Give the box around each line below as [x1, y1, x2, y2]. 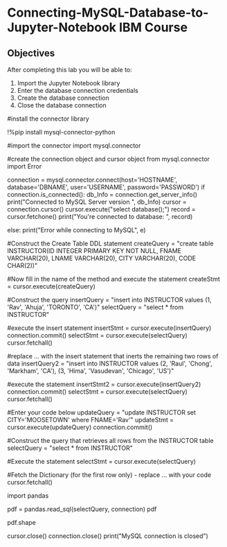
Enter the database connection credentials [17, 87, 138, 94]
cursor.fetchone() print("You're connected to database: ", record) [7, 213, 193, 220]
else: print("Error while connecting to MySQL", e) [7, 226, 147, 234]
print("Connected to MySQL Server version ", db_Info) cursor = [7, 198, 187, 206]
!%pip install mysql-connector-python [7, 128, 116, 136]
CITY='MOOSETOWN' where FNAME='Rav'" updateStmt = [7, 416, 174, 424]
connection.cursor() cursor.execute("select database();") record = [7, 205, 196, 213]
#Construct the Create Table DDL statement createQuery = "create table [7, 239, 214, 248]
